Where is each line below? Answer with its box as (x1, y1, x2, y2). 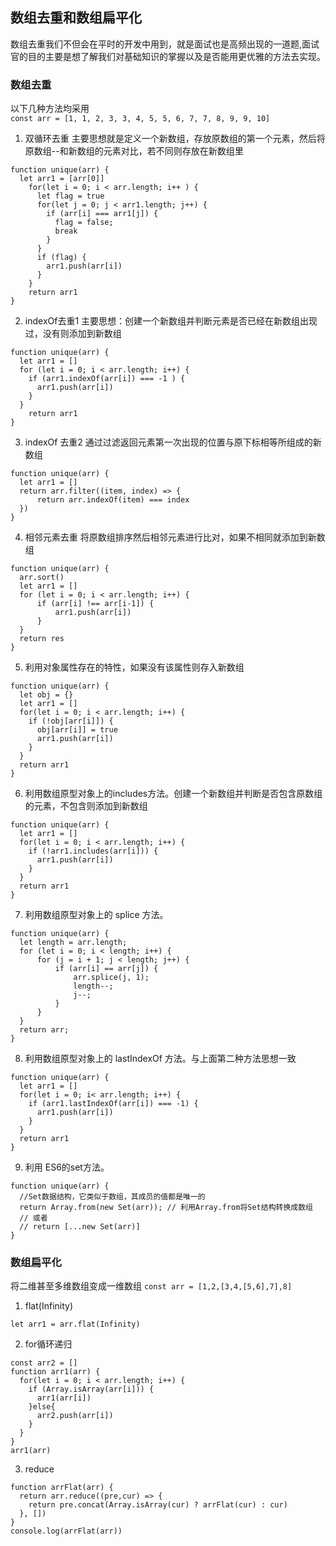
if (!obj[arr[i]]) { (28, 716, 114, 727)
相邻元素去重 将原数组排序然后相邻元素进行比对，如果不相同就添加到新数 (24, 531, 326, 543)
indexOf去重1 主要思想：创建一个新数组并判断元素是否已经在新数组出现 (24, 315, 318, 327)
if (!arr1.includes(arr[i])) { (28, 846, 159, 857)
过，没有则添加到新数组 (24, 328, 122, 340)
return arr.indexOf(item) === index (36, 495, 190, 505)
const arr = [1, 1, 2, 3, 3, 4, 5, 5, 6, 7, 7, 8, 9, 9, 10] (10, 114, 271, 124)
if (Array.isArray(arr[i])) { (28, 1384, 155, 1395)
